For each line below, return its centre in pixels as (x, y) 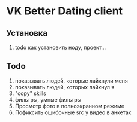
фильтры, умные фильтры (48, 99)
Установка (27, 33)
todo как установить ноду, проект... (60, 47)
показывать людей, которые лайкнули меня (71, 80)
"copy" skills (30, 93)
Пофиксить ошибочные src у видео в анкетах (73, 112)
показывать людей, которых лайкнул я (65, 87)
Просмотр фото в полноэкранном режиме (70, 106)
